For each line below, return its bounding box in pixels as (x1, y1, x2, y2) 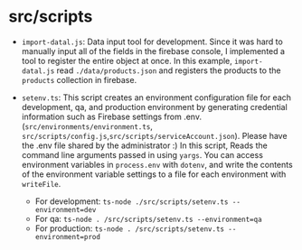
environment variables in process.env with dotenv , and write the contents (21, 159, 293, 170)
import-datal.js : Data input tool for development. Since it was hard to (21, 36, 284, 47)
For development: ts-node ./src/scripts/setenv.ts (34, 196, 229, 207)
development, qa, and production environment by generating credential (21, 101, 288, 112)
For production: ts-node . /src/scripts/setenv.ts (34, 223, 225, 234)
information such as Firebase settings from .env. (21, 111, 203, 122)
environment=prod (34, 232, 101, 241)
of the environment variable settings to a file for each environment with (21, 169, 287, 180)
